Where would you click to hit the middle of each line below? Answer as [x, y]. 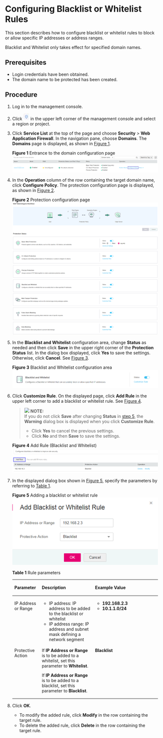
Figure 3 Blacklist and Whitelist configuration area [62, 367]
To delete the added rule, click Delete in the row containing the [82, 725]
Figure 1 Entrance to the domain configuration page [64, 153]
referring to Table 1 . [32, 486]
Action [21, 655]
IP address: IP [63, 603]
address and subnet [69, 629]
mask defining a [65, 634]
